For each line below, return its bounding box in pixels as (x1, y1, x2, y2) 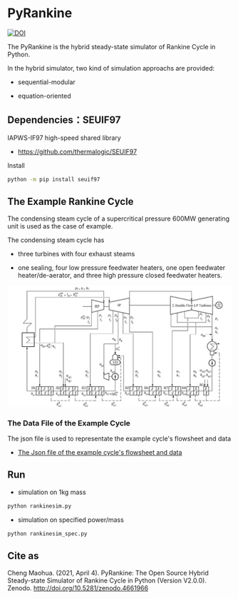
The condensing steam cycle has (7, 236, 105, 244)
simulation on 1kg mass (17, 488, 87, 496)
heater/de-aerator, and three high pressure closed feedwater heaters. (17, 271, 222, 280)
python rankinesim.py (7, 502, 72, 510)
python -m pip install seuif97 (7, 176, 100, 183)
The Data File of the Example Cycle (7, 418, 130, 428)
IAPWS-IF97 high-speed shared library (7, 134, 121, 142)
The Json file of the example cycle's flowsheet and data (17, 448, 182, 456)
